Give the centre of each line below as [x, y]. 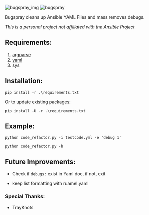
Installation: [24, 81]
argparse [22, 54]
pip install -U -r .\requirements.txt [45, 111]
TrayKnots [23, 207]
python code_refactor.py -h [34, 146]
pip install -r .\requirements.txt [42, 92]
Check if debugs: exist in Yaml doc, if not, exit [59, 174]
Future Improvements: [40, 161]
